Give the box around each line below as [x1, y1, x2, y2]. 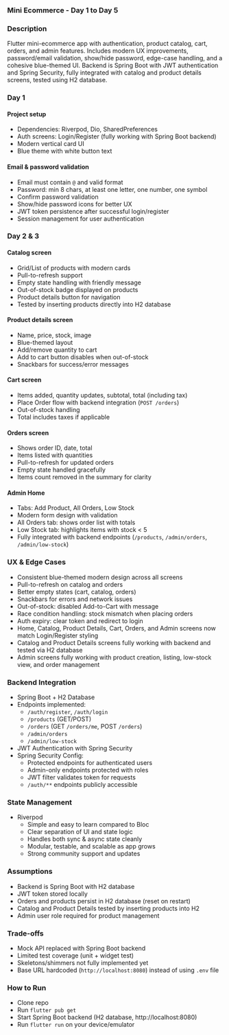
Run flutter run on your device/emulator [16, 1021, 135, 1029]
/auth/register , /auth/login [27, 708, 108, 716]
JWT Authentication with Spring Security [16, 744, 133, 753]
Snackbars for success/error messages [16, 360, 129, 368]
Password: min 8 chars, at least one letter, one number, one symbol [16, 185, 208, 193]
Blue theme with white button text [16, 147, 112, 156]
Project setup [7, 110, 47, 118]
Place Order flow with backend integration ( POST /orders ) [16, 398, 180, 406]
